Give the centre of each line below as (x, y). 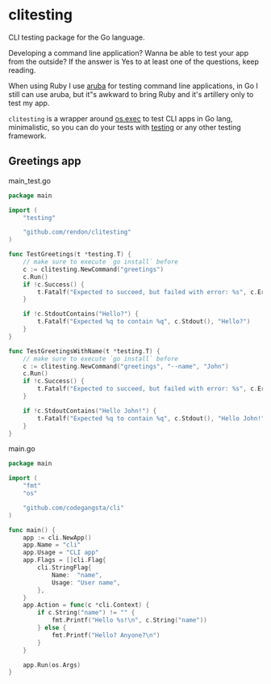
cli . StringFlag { (65, 568)
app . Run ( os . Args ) (52, 665)
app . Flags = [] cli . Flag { (65, 560)
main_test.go (29, 180)
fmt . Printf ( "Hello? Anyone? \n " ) (106, 635)
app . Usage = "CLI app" (61, 553)
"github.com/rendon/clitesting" (77, 232)
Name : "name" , (77, 575)
